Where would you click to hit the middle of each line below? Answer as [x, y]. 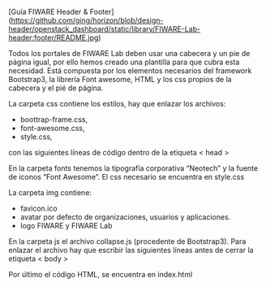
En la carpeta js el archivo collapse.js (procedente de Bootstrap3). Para [127, 241]
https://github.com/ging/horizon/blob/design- [87, 20]
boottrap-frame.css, [54, 120]
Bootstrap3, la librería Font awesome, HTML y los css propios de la [120, 79]
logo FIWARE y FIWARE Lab [66, 226]
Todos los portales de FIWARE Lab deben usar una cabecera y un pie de [129, 53]
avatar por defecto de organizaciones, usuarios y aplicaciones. [125, 217]
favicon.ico [39, 208]
